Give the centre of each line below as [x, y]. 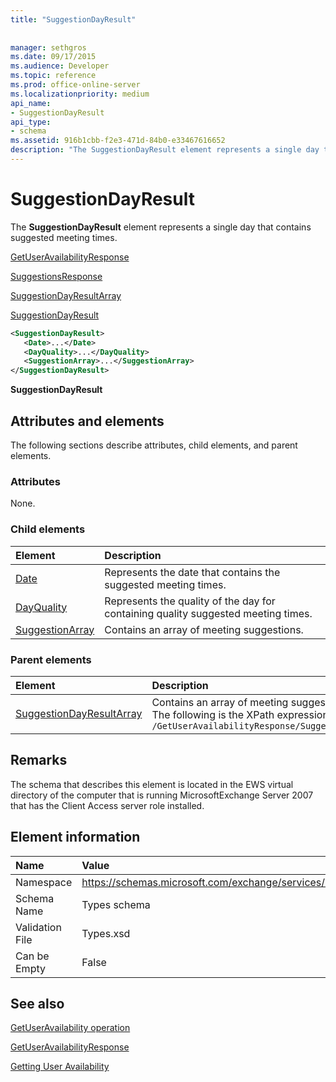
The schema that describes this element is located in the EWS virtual [152, 784]
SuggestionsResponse [56, 276]
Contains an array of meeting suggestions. [204, 629]
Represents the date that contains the [192, 572]
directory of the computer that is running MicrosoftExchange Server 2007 [162, 795]
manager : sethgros [48, 47]
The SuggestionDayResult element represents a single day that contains [161, 227]
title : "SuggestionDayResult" [73, 19]
